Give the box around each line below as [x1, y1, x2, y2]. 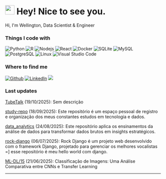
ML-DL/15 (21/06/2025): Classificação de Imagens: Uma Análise [5, 158, 136, 164]
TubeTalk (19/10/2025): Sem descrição [5, 99, 83, 105]
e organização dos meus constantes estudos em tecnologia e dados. [5, 114, 146, 120]
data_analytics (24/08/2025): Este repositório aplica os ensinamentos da [5, 123, 153, 129]
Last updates [5, 88, 37, 94]
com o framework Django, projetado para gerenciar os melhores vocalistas [5, 143, 158, 149]
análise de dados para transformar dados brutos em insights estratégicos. [5, 129, 156, 134]
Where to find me [5, 63, 48, 70]
